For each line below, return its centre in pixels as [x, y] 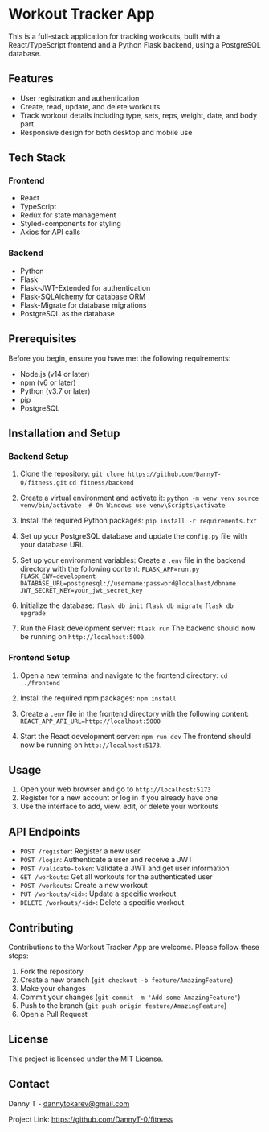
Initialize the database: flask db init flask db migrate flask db [127, 605]
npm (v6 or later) [48, 382]
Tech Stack [37, 158]
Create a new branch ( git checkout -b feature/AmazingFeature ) [126, 980]
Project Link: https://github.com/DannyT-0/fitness [91, 1119]
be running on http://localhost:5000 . [83, 637]
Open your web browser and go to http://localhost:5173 [115, 789]
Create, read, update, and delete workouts [90, 106]
